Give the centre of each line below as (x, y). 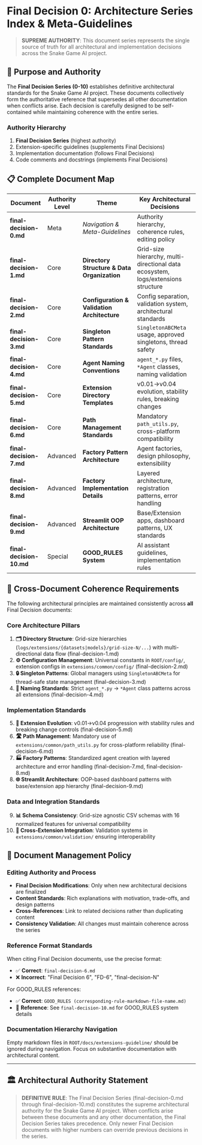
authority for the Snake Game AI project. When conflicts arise (97, 1110)
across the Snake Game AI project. (64, 53)
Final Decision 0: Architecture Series (100, 11)
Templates (98, 402)
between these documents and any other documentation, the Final (104, 1117)
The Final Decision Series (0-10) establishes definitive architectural (91, 86)
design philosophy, (164, 456)
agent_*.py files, (160, 359)
